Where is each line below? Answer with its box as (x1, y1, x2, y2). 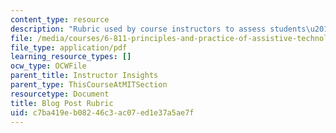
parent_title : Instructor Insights (10, 71, 159, 81)
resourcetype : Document (10, 89, 110, 99)
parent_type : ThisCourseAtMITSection (10, 80, 168, 90)
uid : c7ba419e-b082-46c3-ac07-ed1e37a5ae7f (10, 107, 195, 118)
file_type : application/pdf (10, 42, 128, 53)
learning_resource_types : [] (10, 52, 132, 62)
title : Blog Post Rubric (10, 98, 114, 108)
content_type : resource (10, 14, 110, 25)
